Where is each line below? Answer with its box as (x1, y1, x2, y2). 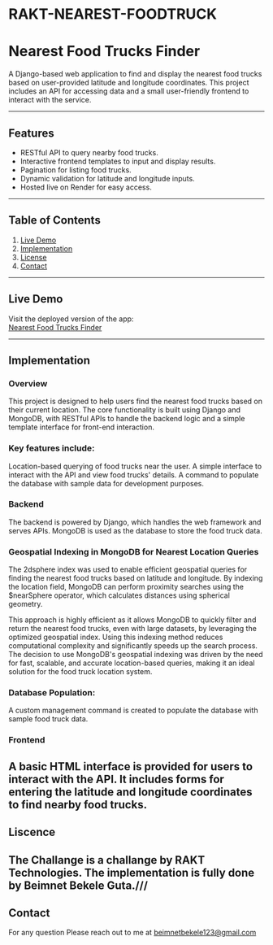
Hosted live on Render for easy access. (19, 182, 152, 192)
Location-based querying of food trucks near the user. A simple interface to (8, 461, 262, 471)
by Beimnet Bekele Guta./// (8, 878, 149, 892)
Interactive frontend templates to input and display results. (19, 156, 216, 166)
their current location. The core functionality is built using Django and (8, 405, 241, 415)
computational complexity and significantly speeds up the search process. (8, 641, 258, 651)
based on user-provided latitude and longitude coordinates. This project (8, 78, 249, 88)
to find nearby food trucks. (8, 798, 148, 812)
